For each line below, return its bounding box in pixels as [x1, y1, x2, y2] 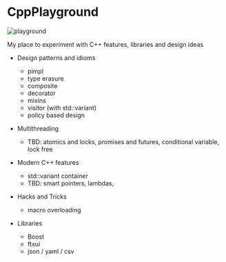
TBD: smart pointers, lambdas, [27, 179, 114, 187]
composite [27, 81, 58, 90]
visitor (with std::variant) [27, 103, 97, 112]
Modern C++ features [17, 158, 79, 166]
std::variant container [27, 172, 88, 180]
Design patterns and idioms [17, 53, 96, 62]
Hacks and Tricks [17, 192, 67, 201]
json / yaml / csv [27, 247, 74, 255]
